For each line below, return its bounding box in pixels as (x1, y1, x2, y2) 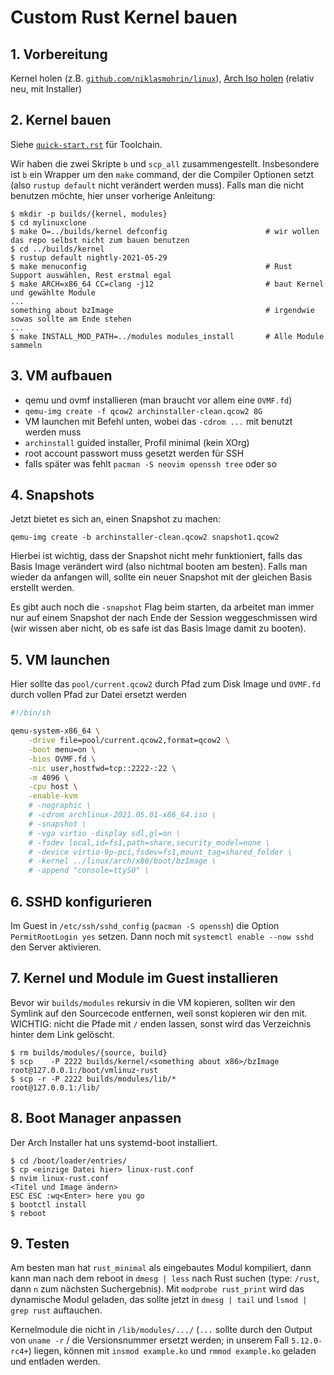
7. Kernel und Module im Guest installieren (10, 970, 279, 987)
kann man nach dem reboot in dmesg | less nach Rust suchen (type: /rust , (10, 1272, 320, 1285)
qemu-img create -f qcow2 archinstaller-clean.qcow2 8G (24, 406, 263, 416)
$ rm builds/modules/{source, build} (10, 1047, 168, 1058)
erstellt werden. (10, 582, 75, 594)
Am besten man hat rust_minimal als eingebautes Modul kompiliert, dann (10, 1262, 312, 1274)
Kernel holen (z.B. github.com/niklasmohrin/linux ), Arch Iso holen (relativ (10, 72, 315, 84)
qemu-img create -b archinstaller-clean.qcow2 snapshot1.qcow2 (10, 532, 280, 543)
